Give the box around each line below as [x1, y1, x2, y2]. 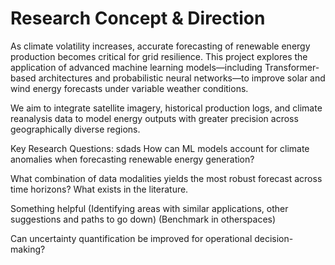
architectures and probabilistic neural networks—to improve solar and [38, 72, 326, 84]
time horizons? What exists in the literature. [10, 183, 189, 195]
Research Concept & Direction [10, 7, 266, 30]
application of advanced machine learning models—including [10, 61, 263, 73]
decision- [254, 232, 294, 244]
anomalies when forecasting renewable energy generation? [10, 153, 255, 165]
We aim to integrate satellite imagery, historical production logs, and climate [10, 102, 323, 114]
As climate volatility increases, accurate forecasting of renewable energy [10, 40, 311, 52]
